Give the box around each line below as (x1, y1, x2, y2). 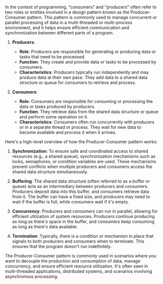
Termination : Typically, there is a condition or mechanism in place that (12, 233, 154, 239)
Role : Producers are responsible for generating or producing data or (19, 49, 156, 54)
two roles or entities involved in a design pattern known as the (5, 9, 130, 15)
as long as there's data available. (12, 224, 78, 230)
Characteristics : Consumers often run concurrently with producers (19, 119, 155, 125)
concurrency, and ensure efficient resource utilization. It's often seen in (5, 263, 148, 269)
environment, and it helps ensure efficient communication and (5, 25, 129, 31)
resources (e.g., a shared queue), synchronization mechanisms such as (12, 153, 156, 159)
